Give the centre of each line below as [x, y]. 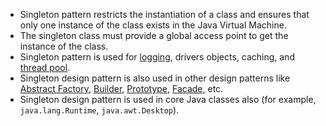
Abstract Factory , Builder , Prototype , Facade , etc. [121, 88]
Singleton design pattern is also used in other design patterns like [155, 78]
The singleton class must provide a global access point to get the [154, 35]
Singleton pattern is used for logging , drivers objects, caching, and [157, 57]
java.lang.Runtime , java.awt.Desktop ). [99, 110]
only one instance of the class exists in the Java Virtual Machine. [153, 25]
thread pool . [45, 67]
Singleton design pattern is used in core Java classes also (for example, [168, 99]
